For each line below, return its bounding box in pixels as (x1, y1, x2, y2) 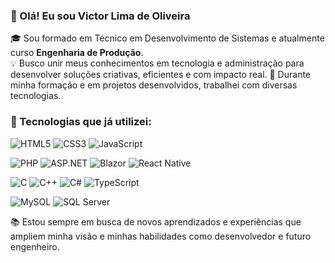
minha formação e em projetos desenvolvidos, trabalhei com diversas (10, 79, 298, 91)
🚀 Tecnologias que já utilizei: (10, 115, 152, 129)
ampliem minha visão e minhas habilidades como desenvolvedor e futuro (10, 230, 312, 242)
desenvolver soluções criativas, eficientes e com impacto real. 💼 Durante (10, 69, 312, 81)
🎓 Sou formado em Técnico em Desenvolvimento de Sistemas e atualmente (10, 32, 325, 44)
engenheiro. (10, 240, 60, 253)
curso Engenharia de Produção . (10, 47, 144, 59)
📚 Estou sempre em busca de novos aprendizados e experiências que (10, 215, 302, 228)
